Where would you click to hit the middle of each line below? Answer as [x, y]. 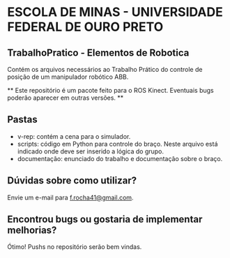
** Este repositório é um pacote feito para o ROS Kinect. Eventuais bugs [110, 90]
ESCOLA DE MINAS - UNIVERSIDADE [115, 12]
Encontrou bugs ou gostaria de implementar [105, 219]
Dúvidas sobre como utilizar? [72, 181]
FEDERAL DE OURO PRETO [85, 27]
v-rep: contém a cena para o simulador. [74, 136]
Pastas [23, 120]
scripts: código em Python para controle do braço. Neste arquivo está [117, 144]
